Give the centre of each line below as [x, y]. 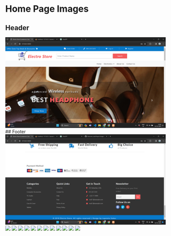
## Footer [16, 131]
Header [17, 28]
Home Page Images [47, 9]
